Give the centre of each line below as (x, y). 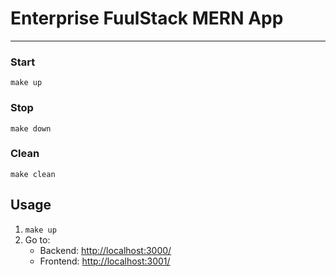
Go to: (37, 239)
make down (31, 128)
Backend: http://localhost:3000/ (105, 250)
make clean (33, 174)
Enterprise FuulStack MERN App (147, 18)
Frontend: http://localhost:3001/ (105, 261)
